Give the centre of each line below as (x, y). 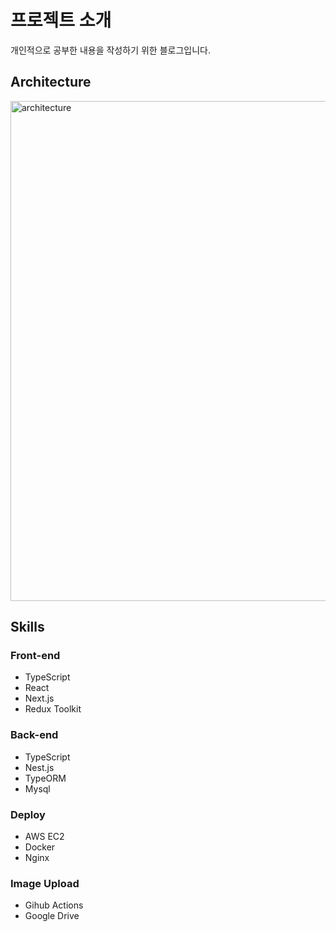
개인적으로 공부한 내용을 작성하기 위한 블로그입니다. (110, 50)
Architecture (51, 82)
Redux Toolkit (53, 709)
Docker (40, 847)
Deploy (28, 814)
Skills (27, 627)
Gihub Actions (54, 905)
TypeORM (45, 778)
